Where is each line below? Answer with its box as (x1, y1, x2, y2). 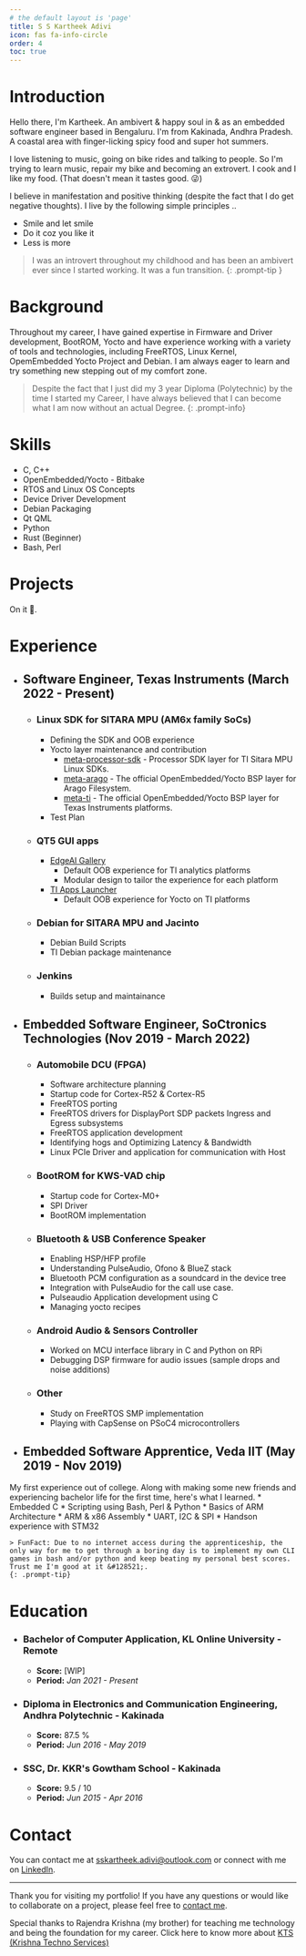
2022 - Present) (22, 686, 116, 701)
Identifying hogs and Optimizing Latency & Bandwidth (49, 1137, 252, 1148)
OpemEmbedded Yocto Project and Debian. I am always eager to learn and (9, 356, 291, 366)
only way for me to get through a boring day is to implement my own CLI (9, 1546, 296, 1556)
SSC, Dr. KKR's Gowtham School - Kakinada (22, 1762, 221, 1775)
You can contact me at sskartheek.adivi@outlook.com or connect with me (9, 1855, 287, 1866)
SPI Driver (49, 1200, 88, 1211)
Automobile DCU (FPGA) (36, 1058, 147, 1070)
